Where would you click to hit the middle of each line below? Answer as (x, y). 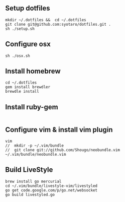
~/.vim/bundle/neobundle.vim (36, 155)
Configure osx (28, 44)
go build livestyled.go (30, 194)
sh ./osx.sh (18, 56)
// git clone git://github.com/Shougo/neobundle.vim (63, 150)
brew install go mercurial (33, 181)
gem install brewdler (28, 87)
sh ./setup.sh (20, 29)
